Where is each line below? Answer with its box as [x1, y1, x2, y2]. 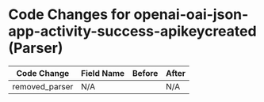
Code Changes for [8, 6, 131, 24]
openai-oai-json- [133, 6, 249, 24]
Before [132, 67, 159, 78]
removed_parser [12, 81, 74, 92]
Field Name [80, 67, 125, 78]
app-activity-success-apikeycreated [8, 22, 257, 40]
